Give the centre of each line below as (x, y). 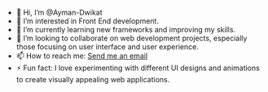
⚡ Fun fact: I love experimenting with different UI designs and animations (138, 68)
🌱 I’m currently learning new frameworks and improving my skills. (126, 29)
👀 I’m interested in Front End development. (87, 21)
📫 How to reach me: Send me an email (82, 56)
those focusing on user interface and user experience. (108, 47)
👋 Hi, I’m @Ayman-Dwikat (59, 13)
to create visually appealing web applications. (93, 79)
